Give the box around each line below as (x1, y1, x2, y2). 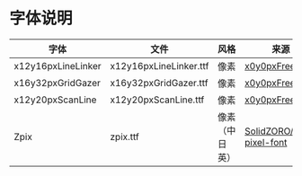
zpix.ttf (110, 130, 139, 143)
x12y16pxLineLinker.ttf (110, 59, 209, 72)
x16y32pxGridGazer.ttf (110, 76, 209, 89)
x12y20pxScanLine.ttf (110, 93, 205, 106)
